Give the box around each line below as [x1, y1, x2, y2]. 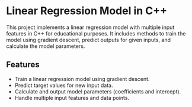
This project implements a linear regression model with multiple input [6, 24, 175, 31]
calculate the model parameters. [6, 43, 85, 50]
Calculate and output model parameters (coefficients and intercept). [14, 87, 181, 95]
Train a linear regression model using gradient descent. [14, 75, 150, 82]
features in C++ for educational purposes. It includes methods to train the [6, 30, 186, 37]
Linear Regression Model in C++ [6, 4, 168, 18]
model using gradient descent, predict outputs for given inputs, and [6, 36, 171, 43]
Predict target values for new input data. [14, 82, 114, 89]
